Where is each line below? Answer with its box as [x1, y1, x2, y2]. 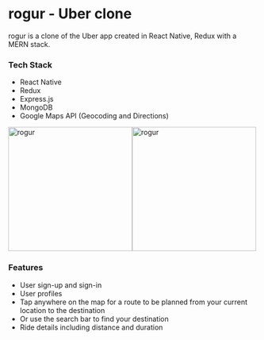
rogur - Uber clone [8, 5, 132, 23]
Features [8, 262, 44, 273]
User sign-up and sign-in [19, 280, 102, 290]
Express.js [19, 95, 54, 104]
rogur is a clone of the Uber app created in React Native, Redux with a [8, 31, 237, 41]
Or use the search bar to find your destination [19, 314, 169, 323]
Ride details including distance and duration [19, 323, 163, 332]
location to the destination [19, 305, 105, 315]
